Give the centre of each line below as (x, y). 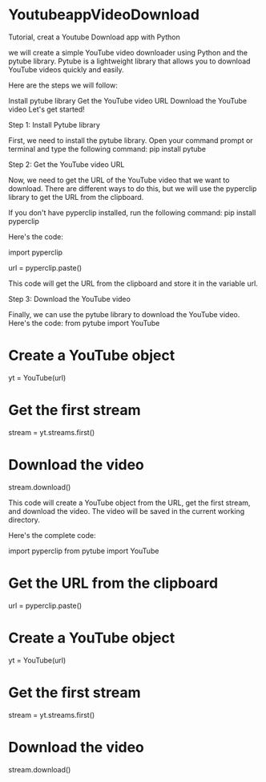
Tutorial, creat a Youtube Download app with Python (94, 37)
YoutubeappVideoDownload (104, 15)
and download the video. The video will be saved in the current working (127, 511)
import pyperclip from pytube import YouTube (84, 551)
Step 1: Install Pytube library (54, 124)
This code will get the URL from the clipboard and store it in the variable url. (133, 283)
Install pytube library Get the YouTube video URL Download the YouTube (127, 100)
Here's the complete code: (52, 535)
